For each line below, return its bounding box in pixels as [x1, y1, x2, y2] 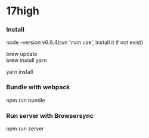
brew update [6, 51, 38, 58]
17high [6, 4, 40, 18]
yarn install [6, 68, 33, 76]
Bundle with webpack [6, 83, 70, 92]
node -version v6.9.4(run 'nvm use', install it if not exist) [6, 39, 144, 46]
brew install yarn [6, 57, 47, 64]
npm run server [6, 125, 44, 132]
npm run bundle [6, 96, 46, 103]
